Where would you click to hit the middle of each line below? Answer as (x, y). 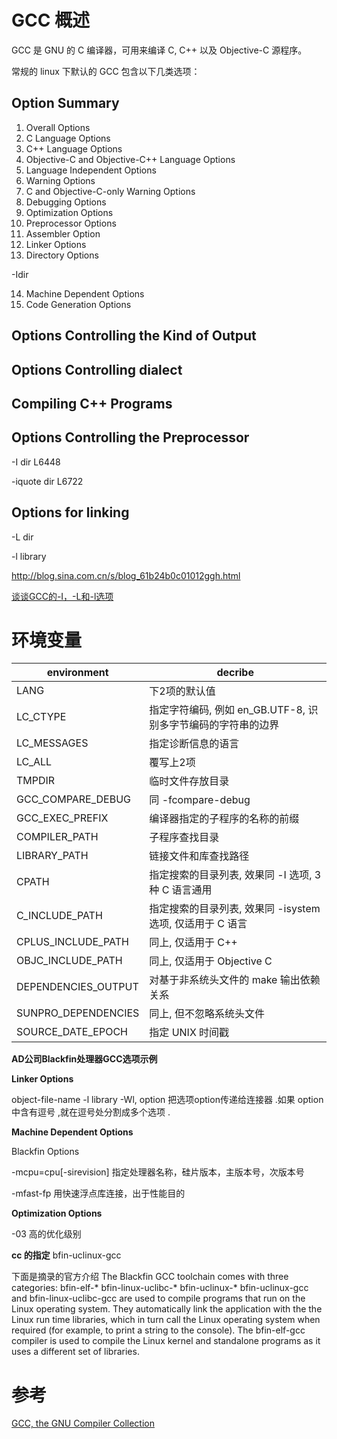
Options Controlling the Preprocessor (130, 437)
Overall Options (58, 127)
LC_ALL (34, 762)
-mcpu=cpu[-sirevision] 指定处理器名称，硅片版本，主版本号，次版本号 (158, 1172)
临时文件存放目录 (189, 781)
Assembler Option (63, 233)
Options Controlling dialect (97, 369)
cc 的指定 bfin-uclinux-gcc (66, 1255)
